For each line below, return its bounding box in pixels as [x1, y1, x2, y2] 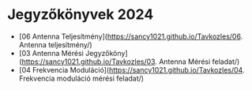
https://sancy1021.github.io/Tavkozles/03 [21, 57, 156, 66]
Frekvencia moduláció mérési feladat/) [18, 73, 144, 83]
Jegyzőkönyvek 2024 [7, 6, 154, 24]
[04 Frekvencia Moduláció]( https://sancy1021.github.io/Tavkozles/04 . [18, 65, 245, 74]
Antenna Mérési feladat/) [158, 57, 240, 66]
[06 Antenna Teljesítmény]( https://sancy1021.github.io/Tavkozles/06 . [18, 32, 243, 41]
